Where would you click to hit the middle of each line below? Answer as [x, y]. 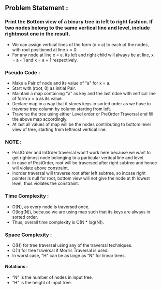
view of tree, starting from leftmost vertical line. [59, 129]
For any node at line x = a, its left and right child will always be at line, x [83, 55]
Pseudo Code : [22, 72]
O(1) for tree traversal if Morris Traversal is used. [60, 250]
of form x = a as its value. [37, 98]
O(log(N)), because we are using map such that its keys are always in [81, 212]
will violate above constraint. [40, 168]
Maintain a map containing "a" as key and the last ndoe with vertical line [84, 93]
